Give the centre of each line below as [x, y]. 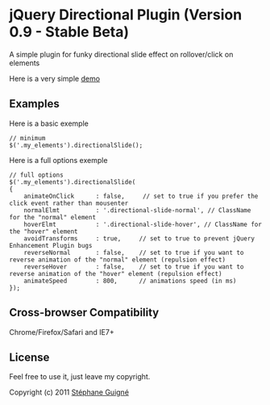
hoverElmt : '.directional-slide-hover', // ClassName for [143, 224]
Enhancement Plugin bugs [51, 245]
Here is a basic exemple [49, 123]
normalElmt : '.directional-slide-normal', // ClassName [137, 210]
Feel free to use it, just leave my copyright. [80, 377]
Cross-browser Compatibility [84, 313]
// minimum [27, 138]
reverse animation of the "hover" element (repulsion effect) [116, 273]
